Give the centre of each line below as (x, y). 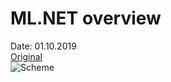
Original (26, 56)
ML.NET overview (86, 18)
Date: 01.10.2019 (43, 46)
